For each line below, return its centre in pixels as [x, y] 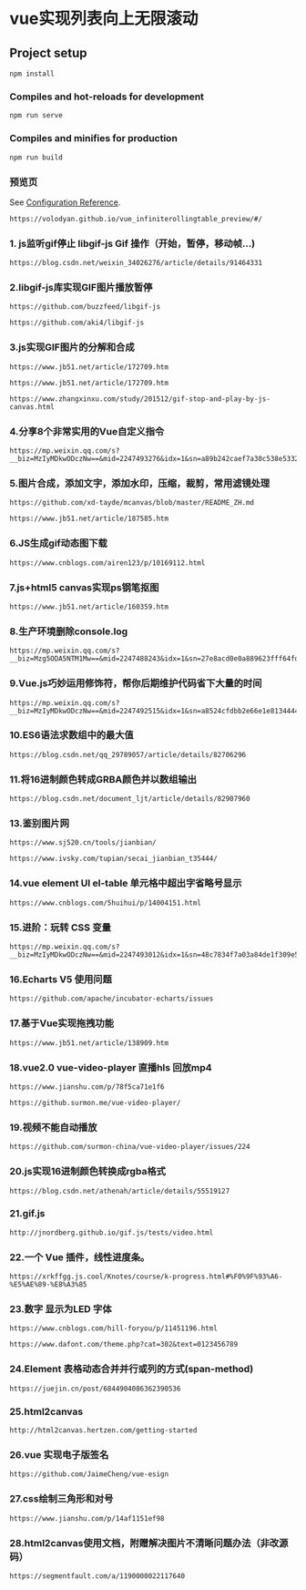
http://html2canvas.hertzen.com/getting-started [103, 1431]
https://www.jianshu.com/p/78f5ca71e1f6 [87, 1087]
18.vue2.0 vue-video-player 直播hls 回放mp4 [111, 1067]
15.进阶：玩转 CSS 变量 [61, 928]
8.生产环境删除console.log [69, 631]
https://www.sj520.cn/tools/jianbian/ [83, 843]
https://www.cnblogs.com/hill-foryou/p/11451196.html [114, 1328]
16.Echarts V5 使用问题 [61, 979]
